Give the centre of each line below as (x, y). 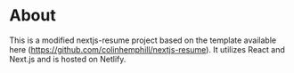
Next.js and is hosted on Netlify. (68, 59)
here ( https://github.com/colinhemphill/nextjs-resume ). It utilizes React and (147, 49)
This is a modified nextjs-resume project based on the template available (143, 40)
